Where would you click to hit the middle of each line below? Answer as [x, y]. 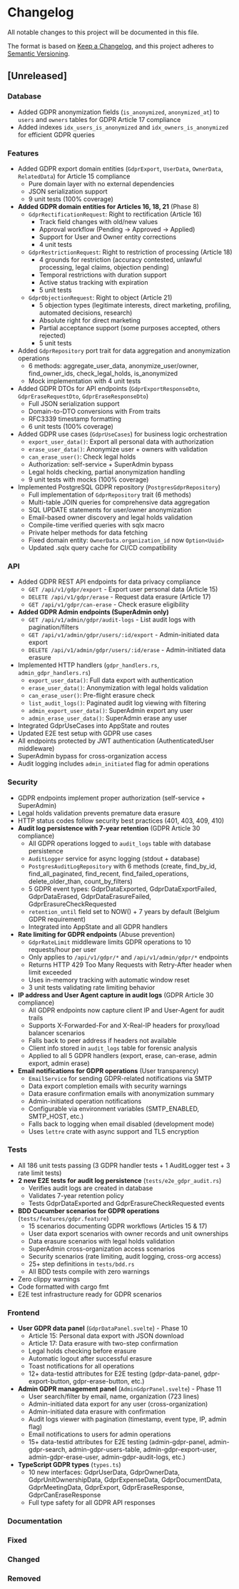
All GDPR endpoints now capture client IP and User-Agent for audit [126, 1010]
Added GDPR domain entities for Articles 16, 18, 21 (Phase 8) [108, 206]
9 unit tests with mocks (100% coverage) [88, 479]
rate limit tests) [40, 1173]
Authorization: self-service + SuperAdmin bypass [101, 464]
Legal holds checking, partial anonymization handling [107, 472]
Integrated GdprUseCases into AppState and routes [93, 726]
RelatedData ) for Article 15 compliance [74, 176]
